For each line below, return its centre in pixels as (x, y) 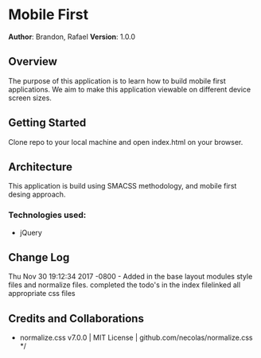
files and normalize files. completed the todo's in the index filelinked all (125, 285)
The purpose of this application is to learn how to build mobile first (117, 80)
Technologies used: (47, 215)
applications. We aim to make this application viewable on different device (130, 89)
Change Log (39, 257)
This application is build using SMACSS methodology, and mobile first (123, 186)
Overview (33, 62)
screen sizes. (30, 98)
